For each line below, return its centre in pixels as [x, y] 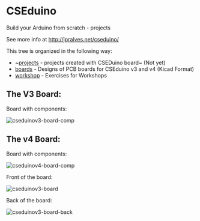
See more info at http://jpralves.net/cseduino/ [62, 39]
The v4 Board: [33, 139]
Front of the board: [29, 177]
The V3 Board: [34, 94]
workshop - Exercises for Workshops [61, 75]
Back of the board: [29, 200]
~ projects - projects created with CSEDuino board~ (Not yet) [90, 62]
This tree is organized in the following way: [59, 51]
